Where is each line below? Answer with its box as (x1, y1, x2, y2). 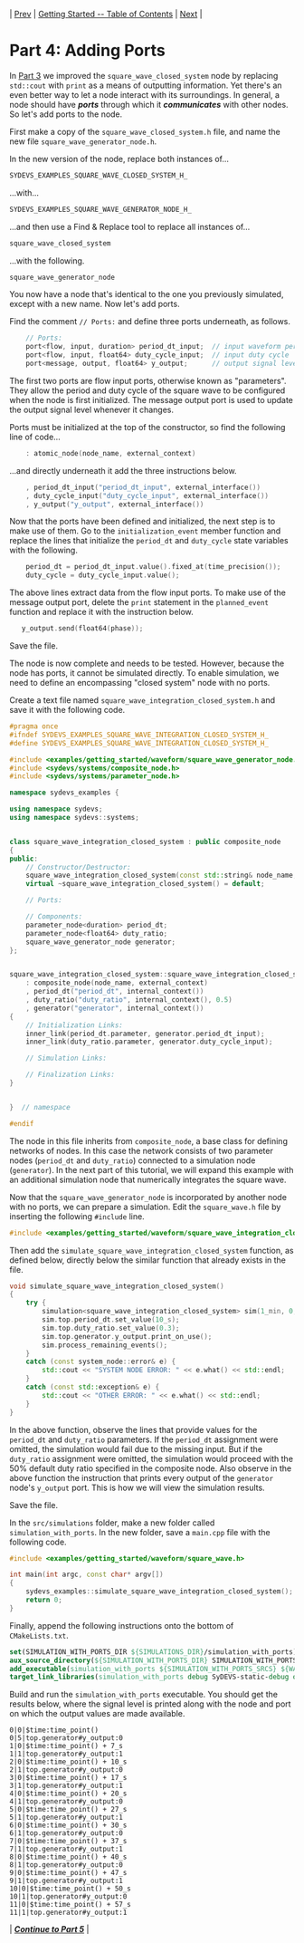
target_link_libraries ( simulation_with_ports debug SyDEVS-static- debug (9, 1672, 290, 1682)
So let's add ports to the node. (9, 109, 123, 120)
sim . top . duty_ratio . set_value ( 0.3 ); (42, 1323, 180, 1332)
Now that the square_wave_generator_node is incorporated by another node (9, 1191, 288, 1202)
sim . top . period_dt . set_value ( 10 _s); (42, 1315, 180, 1324)
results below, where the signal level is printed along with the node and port (9, 1698, 291, 1709)
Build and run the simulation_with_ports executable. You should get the (9, 1689, 279, 1700)
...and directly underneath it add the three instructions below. (9, 465, 237, 476)
